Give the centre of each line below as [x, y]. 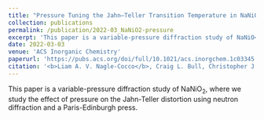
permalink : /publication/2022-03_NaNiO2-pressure [91, 30]
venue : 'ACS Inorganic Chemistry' [65, 52]
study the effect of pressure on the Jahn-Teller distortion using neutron [123, 99]
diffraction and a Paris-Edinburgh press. [73, 107]
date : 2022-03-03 [37, 45]
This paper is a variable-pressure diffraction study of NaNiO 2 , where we [125, 89]
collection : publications [50, 23]
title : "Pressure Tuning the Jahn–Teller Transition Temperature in [123, 15]
